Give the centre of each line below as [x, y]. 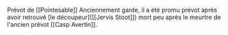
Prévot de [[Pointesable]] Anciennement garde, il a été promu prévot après [112, 10]
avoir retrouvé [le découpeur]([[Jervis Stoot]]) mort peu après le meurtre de [114, 17]
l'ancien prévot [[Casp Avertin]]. [52, 24]
